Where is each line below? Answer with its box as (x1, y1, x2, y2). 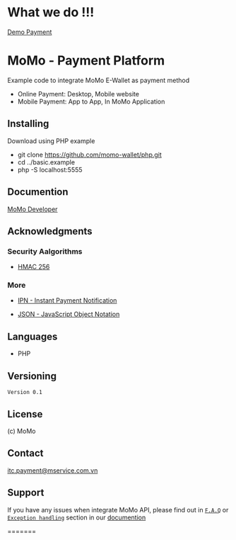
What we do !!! (7, 4, 95, 21)
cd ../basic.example (17, 157, 76, 167)
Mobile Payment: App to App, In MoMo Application (17, 97, 165, 106)
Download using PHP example (7, 136, 95, 145)
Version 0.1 (7, 389, 42, 396)
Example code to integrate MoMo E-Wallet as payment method (7, 76, 190, 84)
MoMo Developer (7, 205, 58, 213)
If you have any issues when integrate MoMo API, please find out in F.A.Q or (7, 505, 229, 514)
